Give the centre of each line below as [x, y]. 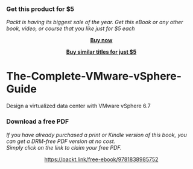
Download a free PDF [38, 121]
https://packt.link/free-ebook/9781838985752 [101, 159]
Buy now [101, 40]
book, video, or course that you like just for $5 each [71, 28]
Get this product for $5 [40, 9]
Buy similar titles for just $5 [101, 52]
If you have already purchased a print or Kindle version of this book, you [96, 135]
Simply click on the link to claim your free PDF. [64, 147]
